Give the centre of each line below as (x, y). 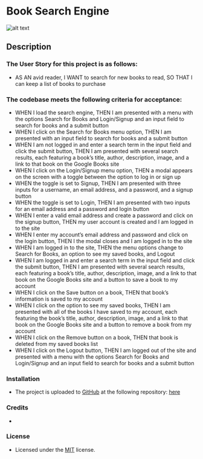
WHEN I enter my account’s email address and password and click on (101, 235)
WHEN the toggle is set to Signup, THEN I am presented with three (98, 183)
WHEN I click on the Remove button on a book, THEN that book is (96, 337)
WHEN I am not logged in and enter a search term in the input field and (103, 145)
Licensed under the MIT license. (55, 449)
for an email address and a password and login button (82, 209)
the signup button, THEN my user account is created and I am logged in (104, 221)
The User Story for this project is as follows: (72, 64)
